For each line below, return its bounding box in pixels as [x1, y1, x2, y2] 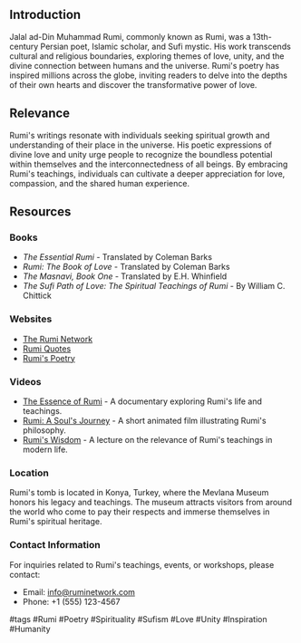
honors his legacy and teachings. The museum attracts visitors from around [9, 497, 293, 508]
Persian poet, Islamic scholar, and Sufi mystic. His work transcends [40, 41, 292, 52]
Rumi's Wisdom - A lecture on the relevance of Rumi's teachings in [22, 434, 273, 445]
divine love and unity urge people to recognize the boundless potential [9, 149, 273, 159]
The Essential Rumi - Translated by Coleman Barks [22, 252, 213, 263]
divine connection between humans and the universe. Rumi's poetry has [9, 60, 279, 71]
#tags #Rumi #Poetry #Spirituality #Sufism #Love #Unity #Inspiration [9, 613, 267, 624]
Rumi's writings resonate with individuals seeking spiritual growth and [9, 130, 270, 140]
